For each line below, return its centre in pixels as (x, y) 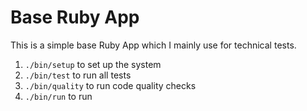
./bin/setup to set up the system (93, 64)
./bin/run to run (58, 96)
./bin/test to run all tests (78, 75)
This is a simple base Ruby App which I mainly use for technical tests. (153, 45)
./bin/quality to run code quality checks (110, 85)
